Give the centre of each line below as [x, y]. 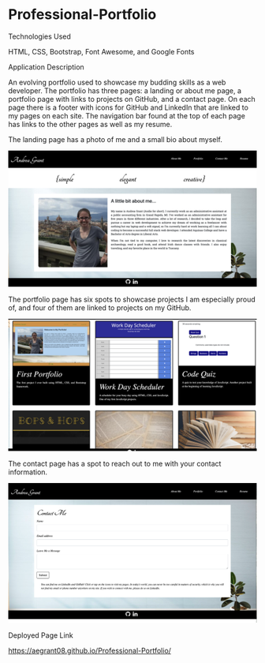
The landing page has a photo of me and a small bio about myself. [115, 139]
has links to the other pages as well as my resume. [90, 124]
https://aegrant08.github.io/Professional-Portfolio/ [90, 651]
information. [28, 472]
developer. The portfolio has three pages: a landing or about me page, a [125, 90]
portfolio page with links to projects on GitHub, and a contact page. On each [132, 99]
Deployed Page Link [41, 635]
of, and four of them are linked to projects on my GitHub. [100, 307]
